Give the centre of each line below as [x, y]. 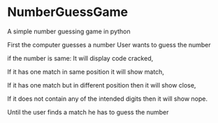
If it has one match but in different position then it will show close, [102, 85]
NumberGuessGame [68, 12]
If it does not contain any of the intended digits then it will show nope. [108, 99]
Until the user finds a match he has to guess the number [88, 112]
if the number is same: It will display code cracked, [80, 58]
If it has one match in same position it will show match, [86, 72]
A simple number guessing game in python [69, 31]
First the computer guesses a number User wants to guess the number [109, 44]
